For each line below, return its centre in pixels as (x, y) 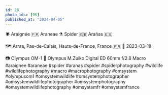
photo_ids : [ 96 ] (22, 15)
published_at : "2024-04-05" (35, 19)
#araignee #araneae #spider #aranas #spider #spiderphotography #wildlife (84, 66)
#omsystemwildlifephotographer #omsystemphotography (65, 82)
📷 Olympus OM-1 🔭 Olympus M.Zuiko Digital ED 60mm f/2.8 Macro (76, 58)
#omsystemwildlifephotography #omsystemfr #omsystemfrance (73, 87)
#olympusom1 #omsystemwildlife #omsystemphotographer (67, 76)
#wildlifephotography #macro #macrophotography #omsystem (71, 71)
